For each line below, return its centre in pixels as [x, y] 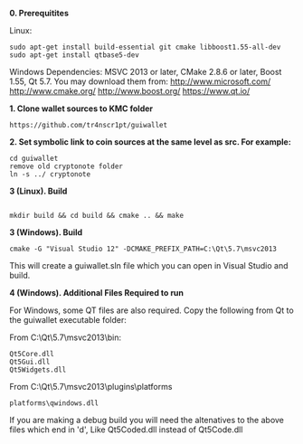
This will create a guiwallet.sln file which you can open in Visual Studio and [149, 265]
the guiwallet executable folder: [68, 320]
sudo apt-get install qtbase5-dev [75, 55]
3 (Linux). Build [38, 191]
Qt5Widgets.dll [38, 370]
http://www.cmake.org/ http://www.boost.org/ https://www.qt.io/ [130, 91]
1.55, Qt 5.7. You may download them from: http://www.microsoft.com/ [140, 81]
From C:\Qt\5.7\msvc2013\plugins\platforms [91, 387]
